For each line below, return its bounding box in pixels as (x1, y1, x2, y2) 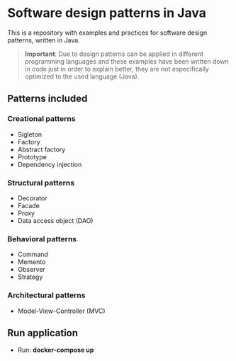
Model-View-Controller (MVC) (17, 306, 106, 315)
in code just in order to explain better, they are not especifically (24, 64, 209, 73)
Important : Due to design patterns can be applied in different (24, 50, 203, 58)
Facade (17, 201, 40, 210)
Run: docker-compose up (17, 345, 94, 355)
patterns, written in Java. (7, 35, 80, 44)
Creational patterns (7, 114, 76, 124)
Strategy (17, 273, 43, 281)
